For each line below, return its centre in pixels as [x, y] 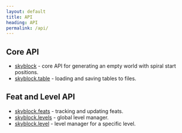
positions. [26, 72]
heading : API [22, 22]
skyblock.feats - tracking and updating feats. [69, 111]
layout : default [26, 11]
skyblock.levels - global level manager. [62, 117]
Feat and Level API [41, 97]
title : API [19, 17]
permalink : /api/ [27, 28]
